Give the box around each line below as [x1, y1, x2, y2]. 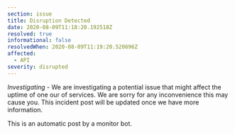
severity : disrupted [7, 63, 69, 70]
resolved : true [7, 30, 53, 38]
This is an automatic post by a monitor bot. [7, 119, 133, 128]
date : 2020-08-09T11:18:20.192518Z [7, 23, 113, 31]
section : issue [7, 10, 53, 18]
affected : [7, 50, 37, 58]
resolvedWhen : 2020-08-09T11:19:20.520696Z [7, 43, 138, 50]
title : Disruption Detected [7, 17, 91, 24]
